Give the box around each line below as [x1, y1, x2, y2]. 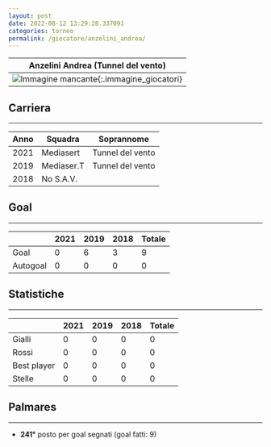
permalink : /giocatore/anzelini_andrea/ [8, 34, 147, 43]
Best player [12, 360, 56, 371]
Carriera [8, 101, 51, 115]
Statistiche [8, 287, 65, 301]
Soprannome [98, 134, 149, 145]
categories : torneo [8, 27, 74, 35]
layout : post [8, 11, 52, 20]
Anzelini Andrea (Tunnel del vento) [28, 60, 167, 71]
